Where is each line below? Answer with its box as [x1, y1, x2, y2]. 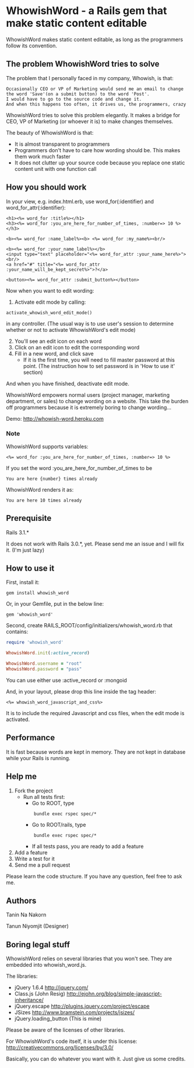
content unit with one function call [14, 165, 97, 172]
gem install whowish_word [6, 590, 69, 596]
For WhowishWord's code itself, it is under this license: [6, 1038, 137, 1045]
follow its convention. [6, 42, 57, 49]
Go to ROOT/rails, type [31, 821, 86, 828]
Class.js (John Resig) [14, 990, 66, 997]
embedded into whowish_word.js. [6, 961, 87, 969]
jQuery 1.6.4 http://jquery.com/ [14, 984, 89, 991]
